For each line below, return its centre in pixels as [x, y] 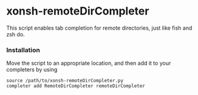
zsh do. [16, 34]
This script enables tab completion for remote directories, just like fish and [99, 28]
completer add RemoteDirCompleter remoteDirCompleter [76, 86]
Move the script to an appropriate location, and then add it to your [89, 63]
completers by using [32, 70]
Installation [23, 50]
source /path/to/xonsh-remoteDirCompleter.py [65, 81]
